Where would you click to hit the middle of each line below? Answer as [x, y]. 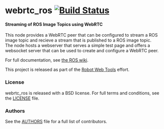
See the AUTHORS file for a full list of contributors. [56, 121]
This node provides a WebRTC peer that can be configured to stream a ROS [82, 35]
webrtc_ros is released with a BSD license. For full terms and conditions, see [82, 93]
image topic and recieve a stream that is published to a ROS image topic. [78, 40]
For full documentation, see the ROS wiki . [47, 60]
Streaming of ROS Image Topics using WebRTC [54, 24]
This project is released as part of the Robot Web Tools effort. [67, 70]
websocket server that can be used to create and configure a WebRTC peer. [82, 51]
